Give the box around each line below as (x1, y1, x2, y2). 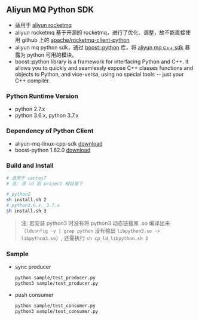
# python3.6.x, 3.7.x (6, 202, 60, 208)
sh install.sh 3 (6, 208, 47, 214)
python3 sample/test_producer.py (14, 281, 99, 287)
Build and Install (6, 161, 54, 170)
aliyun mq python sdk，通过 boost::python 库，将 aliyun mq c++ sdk (14, 44, 184, 51)
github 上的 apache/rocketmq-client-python (22, 36, 130, 44)
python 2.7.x (14, 106, 45, 113)
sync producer (14, 263, 51, 270)
